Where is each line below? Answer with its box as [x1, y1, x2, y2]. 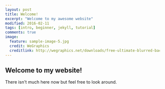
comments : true [5, 30, 36, 35]
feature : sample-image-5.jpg [9, 39, 69, 44]
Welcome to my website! [5, 66, 82, 74]
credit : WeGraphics [9, 44, 50, 48]
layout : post [5, 7, 32, 12]
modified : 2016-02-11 [5, 21, 50, 26]
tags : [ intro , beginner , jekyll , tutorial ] [5, 25, 96, 30]
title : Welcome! [5, 12, 38, 17]
